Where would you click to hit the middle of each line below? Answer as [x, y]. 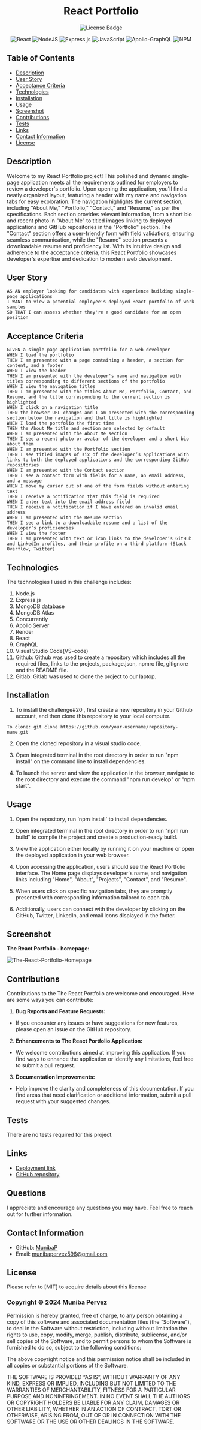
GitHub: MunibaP [36, 1247]
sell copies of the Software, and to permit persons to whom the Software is [99, 1341]
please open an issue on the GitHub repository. [74, 1029]
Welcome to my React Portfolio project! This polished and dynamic [89, 176]
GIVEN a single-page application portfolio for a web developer [89, 350]
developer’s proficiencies [40, 528]
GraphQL [27, 645]
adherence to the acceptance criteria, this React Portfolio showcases [92, 252]
